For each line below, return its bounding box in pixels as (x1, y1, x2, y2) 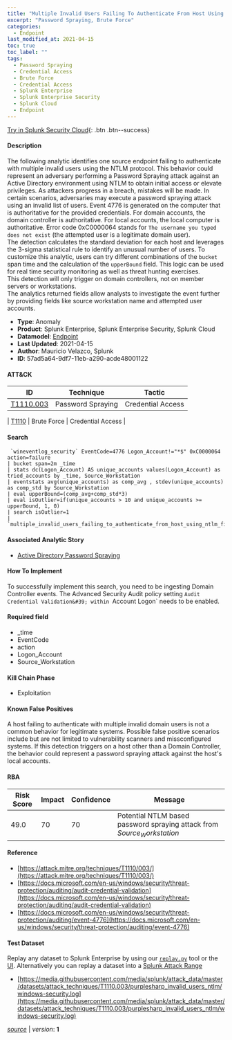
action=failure (7, 454, 51, 461)
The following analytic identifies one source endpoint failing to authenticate (7, 156, 222, 165)
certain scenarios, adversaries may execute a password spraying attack (7, 193, 212, 201)
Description (7, 141, 42, 150)
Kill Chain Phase (7, 673, 55, 682)
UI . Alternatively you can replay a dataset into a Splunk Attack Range (7, 962, 202, 970)
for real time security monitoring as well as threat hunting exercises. (7, 267, 200, 276)
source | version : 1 (7, 1025, 60, 1034)
